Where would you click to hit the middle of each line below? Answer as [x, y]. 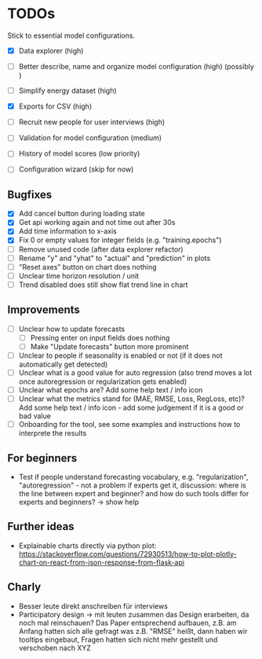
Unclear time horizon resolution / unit [78, 275]
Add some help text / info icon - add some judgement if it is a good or [131, 408]
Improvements [44, 310]
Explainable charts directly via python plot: [87, 545]
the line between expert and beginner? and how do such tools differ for [134, 493]
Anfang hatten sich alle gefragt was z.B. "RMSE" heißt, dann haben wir [133, 631]
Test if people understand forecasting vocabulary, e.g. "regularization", [133, 477]
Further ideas [41, 526]
